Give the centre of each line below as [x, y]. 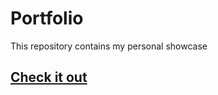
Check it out [49, 77]
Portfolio [47, 18]
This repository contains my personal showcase [109, 46]
